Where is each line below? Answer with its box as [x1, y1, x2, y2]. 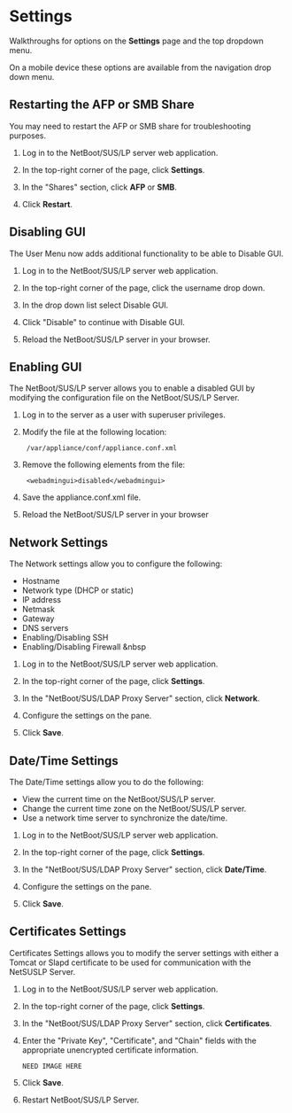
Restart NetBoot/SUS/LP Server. [21, 1094, 140, 1105]
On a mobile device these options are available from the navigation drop [9, 62, 272, 73]
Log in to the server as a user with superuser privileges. [21, 409, 226, 420]
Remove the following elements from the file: [21, 459, 186, 471]
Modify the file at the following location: [21, 427, 167, 438]
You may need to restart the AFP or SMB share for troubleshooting [9, 121, 251, 131]
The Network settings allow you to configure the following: [9, 558, 223, 569]
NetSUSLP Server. [9, 966, 76, 977]
